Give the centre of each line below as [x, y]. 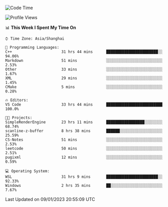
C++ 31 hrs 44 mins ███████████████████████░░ [84, 52]
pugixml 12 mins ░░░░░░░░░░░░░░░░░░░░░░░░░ [84, 157]
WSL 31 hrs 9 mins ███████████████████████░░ [84, 177]
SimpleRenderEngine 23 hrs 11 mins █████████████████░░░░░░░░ [84, 122]
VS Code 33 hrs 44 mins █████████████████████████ [84, 105]
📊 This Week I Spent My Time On [41, 27]
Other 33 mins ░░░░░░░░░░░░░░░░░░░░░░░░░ [84, 69]
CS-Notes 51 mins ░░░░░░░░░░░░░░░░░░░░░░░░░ [84, 140]
